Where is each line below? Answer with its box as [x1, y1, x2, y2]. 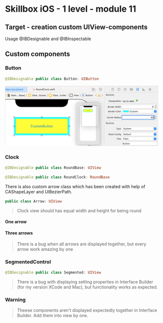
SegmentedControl [5, 258, 51, 265]
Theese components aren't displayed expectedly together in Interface [17, 307, 157, 313]
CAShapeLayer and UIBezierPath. [5, 189, 72, 194]
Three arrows [5, 230, 33, 236]
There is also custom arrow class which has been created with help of [5, 183, 145, 189]
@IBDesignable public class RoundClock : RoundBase [5, 175, 110, 180]
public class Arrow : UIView [5, 199, 62, 204]
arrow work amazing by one [17, 246, 73, 252]
